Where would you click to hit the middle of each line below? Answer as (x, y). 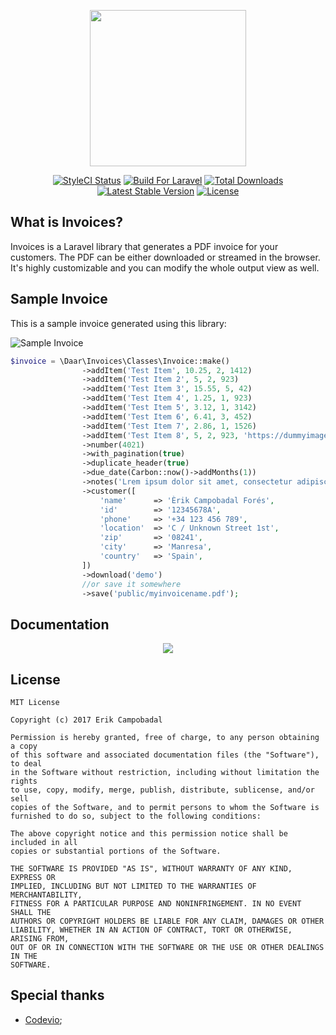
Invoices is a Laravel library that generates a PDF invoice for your (144, 246)
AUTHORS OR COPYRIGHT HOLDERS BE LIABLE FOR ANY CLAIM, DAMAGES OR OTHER (167, 921)
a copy (24, 746)
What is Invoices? (66, 222)
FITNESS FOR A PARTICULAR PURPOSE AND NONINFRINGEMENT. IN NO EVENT (156, 904)
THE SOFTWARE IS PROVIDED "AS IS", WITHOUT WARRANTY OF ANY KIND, (151, 869)
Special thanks (57, 995)
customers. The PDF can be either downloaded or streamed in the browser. (165, 257)
